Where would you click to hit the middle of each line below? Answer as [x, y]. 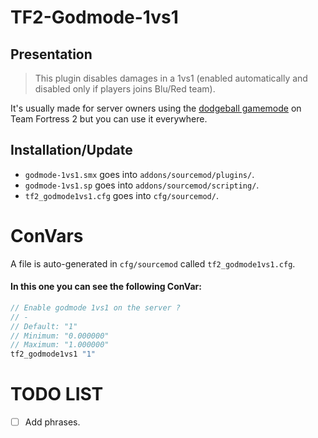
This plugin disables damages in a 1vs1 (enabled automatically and [171, 78]
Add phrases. [52, 422]
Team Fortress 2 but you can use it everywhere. [109, 119]
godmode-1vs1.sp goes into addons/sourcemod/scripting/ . [142, 185]
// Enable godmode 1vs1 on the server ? [96, 307]
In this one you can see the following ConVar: [106, 287]
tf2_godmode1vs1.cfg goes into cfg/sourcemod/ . [121, 195]
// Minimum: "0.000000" [60, 336]
